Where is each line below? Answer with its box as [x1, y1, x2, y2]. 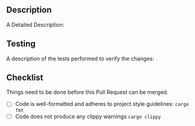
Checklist [6, 72, 44, 83]
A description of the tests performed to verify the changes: [6, 55, 154, 62]
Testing [6, 39, 36, 49]
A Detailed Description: [6, 21, 65, 28]
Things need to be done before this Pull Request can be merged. [6, 88, 169, 96]
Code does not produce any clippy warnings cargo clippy [15, 113, 161, 120]
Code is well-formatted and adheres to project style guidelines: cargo [15, 100, 189, 108]
